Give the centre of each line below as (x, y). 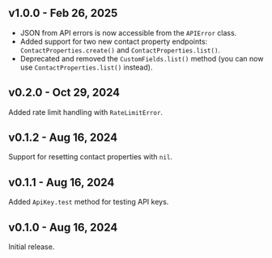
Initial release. (32, 247)
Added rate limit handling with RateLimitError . (86, 112)
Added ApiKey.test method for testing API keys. (89, 202)
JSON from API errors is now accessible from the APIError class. (128, 32)
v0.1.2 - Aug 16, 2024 (63, 138)
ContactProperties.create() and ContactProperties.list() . (120, 50)
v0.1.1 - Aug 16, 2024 (62, 182)
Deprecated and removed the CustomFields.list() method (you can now (142, 58)
